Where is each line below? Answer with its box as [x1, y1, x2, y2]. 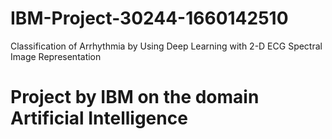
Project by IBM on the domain [10, 86, 260, 109]
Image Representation [10, 50, 102, 62]
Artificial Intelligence [10, 107, 188, 130]
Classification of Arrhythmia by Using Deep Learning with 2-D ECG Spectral [10, 40, 323, 52]
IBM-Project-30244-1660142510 [10, 7, 289, 30]
